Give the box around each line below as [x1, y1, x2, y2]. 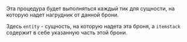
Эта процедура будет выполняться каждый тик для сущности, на [6, 5, 175, 12]
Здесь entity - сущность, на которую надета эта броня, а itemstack [6, 23, 181, 30]
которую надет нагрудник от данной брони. [6, 11, 119, 18]
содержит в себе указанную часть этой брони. [6, 29, 128, 36]
